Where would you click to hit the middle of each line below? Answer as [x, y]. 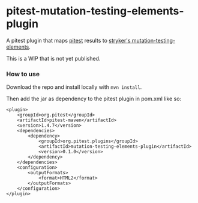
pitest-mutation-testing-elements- [95, 11]
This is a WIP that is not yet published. [53, 58]
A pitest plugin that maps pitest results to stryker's [68, 40]
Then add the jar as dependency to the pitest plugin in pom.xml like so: [94, 99]
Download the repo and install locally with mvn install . [74, 87]
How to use [23, 74]
